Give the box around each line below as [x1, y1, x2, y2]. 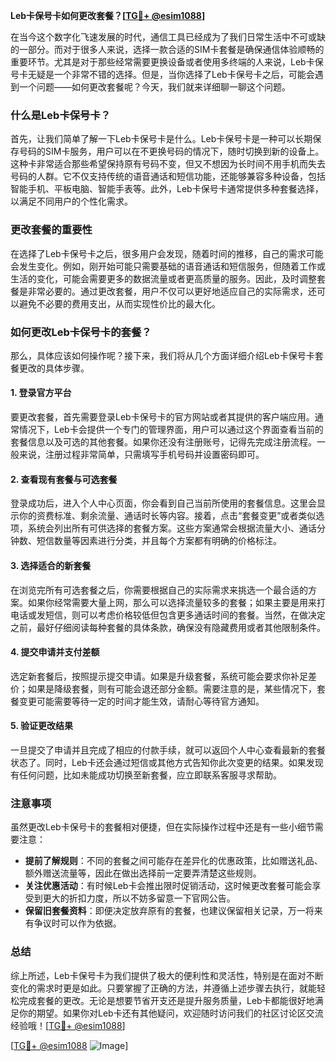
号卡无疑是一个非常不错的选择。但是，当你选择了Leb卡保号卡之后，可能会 [10, 69, 315, 80]
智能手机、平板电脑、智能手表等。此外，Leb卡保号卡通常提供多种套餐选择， [10, 183, 324, 195]
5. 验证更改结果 [10, 720, 73, 732]
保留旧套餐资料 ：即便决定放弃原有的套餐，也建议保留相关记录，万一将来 [24, 905, 323, 917]
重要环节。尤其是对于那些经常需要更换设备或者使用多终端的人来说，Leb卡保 [10, 56, 324, 68]
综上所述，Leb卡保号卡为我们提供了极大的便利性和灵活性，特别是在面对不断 [10, 969, 324, 981]
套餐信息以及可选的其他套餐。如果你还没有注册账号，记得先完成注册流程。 [10, 436, 317, 448]
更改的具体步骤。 [18, 362, 90, 374]
